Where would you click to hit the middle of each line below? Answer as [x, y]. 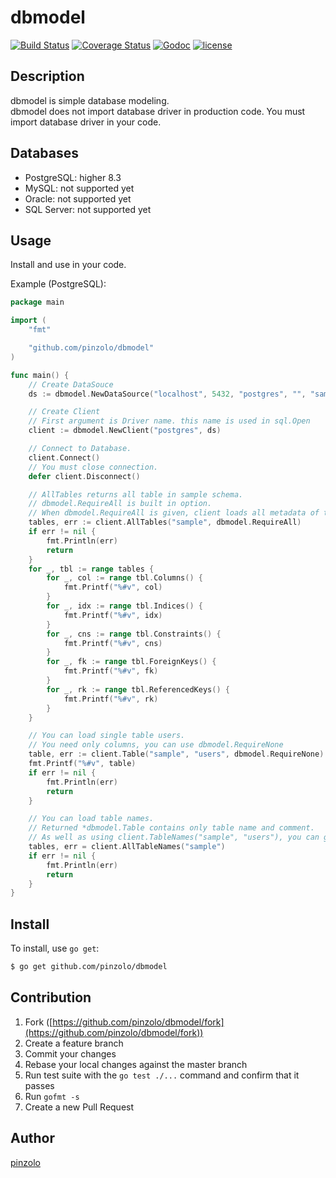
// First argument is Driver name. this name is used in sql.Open [169, 421]
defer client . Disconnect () [84, 476]
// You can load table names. [91, 819]
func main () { [40, 375]
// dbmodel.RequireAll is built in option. [120, 504]
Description [47, 76]
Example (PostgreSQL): [58, 284]
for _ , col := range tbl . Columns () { [124, 578]
